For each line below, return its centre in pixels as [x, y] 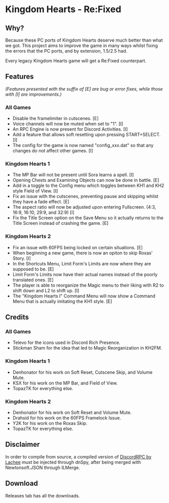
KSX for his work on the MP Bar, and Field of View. [65, 383]
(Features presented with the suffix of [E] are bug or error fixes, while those [84, 89]
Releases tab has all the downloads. [43, 495]
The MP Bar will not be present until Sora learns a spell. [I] [73, 175]
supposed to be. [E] [33, 269]
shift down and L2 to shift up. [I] [46, 290]
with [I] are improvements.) [33, 94]
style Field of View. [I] [35, 191]
